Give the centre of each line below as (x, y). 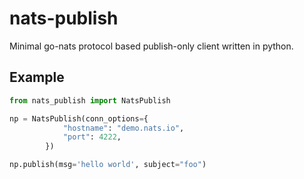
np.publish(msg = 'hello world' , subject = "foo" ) (108, 165)
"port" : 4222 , (92, 137)
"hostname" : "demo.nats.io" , (123, 128)
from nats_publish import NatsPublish (90, 100)
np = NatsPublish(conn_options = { (79, 118)
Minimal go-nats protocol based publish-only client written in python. (151, 46)
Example (37, 77)
